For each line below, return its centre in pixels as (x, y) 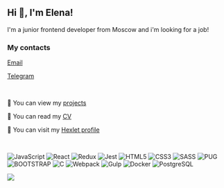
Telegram (21, 76)
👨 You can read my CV (39, 117)
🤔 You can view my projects (47, 103)
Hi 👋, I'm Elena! (40, 13)
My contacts (29, 47)
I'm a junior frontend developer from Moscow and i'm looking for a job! (108, 29)
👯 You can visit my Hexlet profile (53, 130)
